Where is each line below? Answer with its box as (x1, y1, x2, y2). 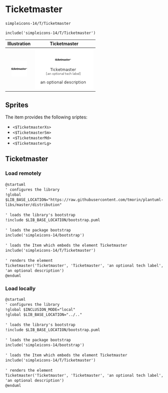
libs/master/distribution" (5, 202, 62, 207)
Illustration (7, 41, 31, 47)
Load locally (5, 285, 36, 292)
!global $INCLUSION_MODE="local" (5, 307, 76, 312)
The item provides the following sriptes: (5, 114, 88, 120)
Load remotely (5, 170, 42, 177)
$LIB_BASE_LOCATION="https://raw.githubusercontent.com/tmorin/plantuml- (5, 197, 164, 202)
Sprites (5, 100, 29, 109)
